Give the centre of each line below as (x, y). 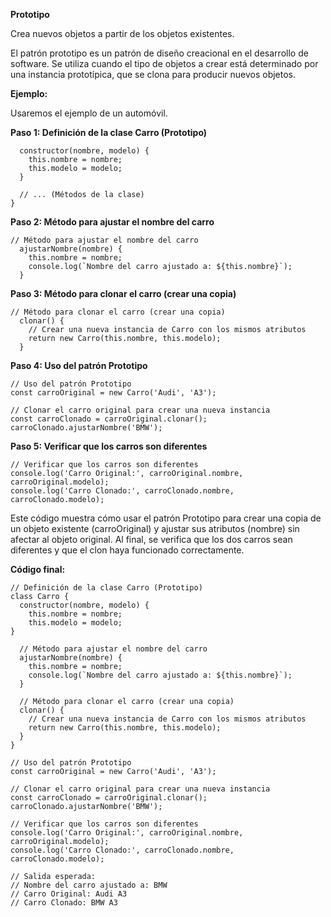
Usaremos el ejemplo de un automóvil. (89, 113)
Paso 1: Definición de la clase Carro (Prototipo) (109, 132)
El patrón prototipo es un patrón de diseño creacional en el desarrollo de (159, 53)
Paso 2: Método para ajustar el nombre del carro (112, 222)
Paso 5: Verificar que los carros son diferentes (109, 446)
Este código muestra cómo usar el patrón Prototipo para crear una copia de (166, 518)
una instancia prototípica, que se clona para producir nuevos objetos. (153, 74)
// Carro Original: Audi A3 (69, 894)
